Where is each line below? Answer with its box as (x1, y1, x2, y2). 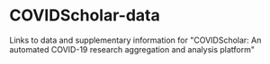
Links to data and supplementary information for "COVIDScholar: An (9, 35, 262, 45)
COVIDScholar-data (9, 5, 160, 26)
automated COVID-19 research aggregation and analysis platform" (9, 44, 255, 54)
